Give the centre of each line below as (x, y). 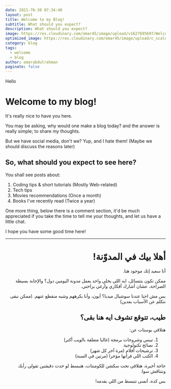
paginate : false (22, 67)
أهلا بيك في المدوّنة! (129, 257)
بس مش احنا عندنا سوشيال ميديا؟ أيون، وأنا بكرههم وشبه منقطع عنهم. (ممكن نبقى (88, 296)
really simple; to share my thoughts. (43, 131)
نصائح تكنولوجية (138, 345)
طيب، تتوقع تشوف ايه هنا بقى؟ (123, 317)
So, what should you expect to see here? (71, 163)
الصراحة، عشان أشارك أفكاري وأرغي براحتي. (123, 286)
